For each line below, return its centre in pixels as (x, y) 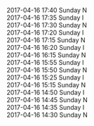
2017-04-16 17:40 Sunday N (47, 10)
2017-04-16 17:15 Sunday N (46, 40)
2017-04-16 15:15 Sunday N (46, 85)
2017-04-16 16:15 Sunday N (46, 55)
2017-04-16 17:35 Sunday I (45, 18)
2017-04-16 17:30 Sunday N (47, 25)
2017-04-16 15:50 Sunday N (47, 70)
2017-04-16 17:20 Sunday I (45, 32)
